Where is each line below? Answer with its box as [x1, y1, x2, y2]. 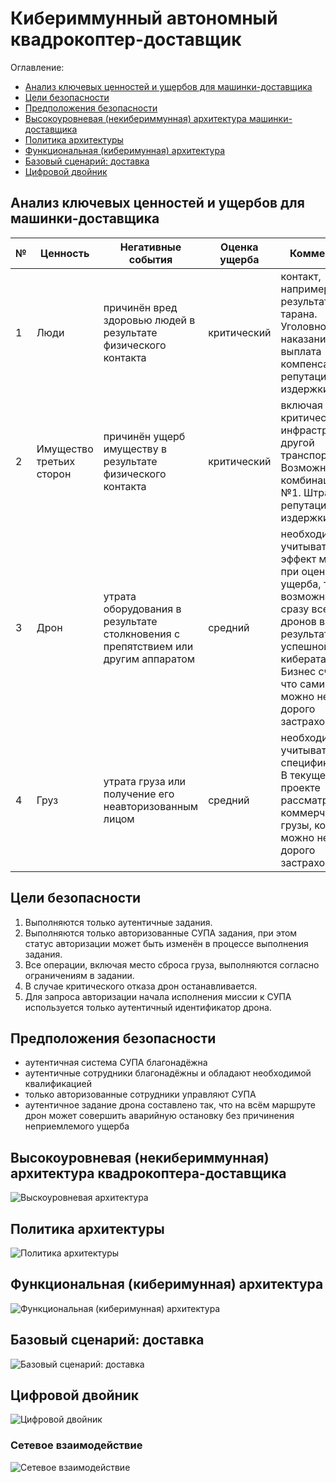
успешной [280, 639, 330, 653]
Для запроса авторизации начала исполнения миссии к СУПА [24, 990, 292, 1002]
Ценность [39, 246, 90, 260]
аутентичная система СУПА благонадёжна [24, 1057, 208, 1069]
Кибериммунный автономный [10, 7, 278, 30]
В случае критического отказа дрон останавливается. [24, 980, 258, 992]
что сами [280, 677, 325, 691]
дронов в [280, 614, 326, 628]
